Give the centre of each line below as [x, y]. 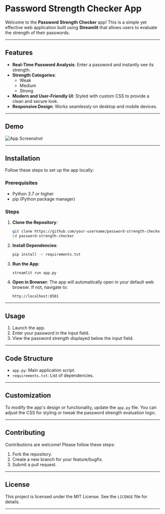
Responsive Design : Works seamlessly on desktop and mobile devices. [85, 106]
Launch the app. [29, 328]
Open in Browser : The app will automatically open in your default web [83, 282]
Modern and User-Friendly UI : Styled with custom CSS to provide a [81, 96]
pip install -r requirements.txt [46, 254]
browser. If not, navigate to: [40, 287]
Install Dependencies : [35, 245]
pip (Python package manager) [44, 199]
